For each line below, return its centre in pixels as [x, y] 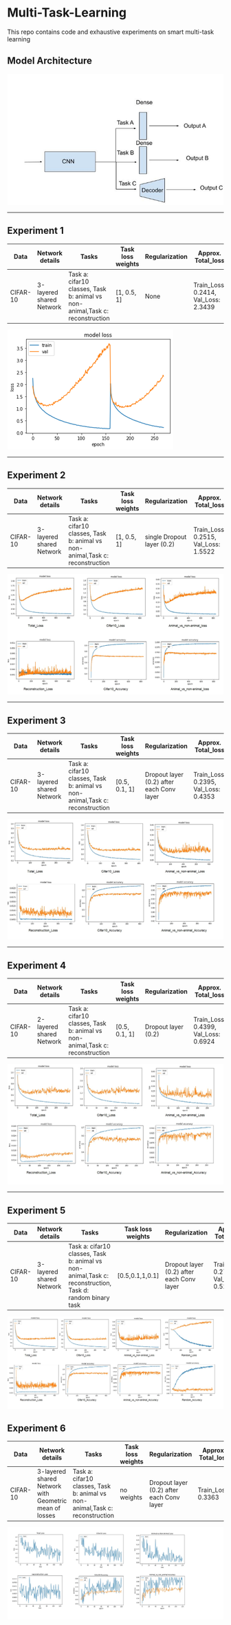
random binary [89, 1297]
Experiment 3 [36, 720]
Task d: [79, 1290]
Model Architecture [50, 61]
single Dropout [166, 537]
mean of [48, 1508]
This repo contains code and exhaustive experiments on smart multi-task [111, 32]
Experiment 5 [36, 1210]
